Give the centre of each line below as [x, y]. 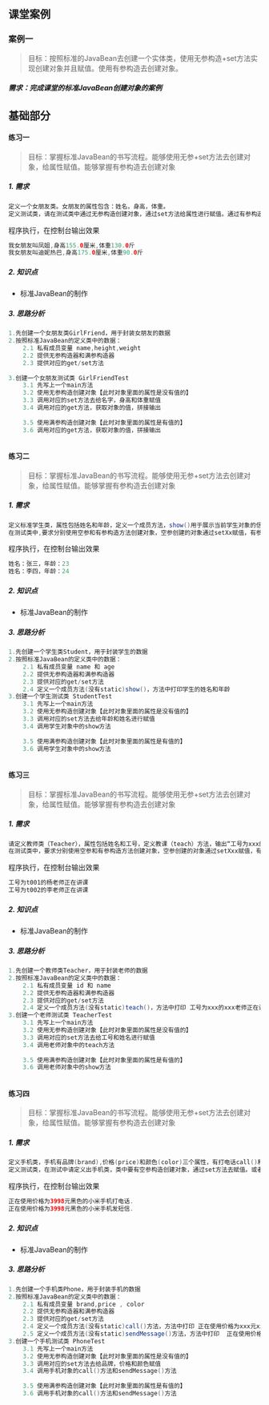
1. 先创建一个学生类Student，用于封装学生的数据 [78, 652]
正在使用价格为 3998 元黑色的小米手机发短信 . [71, 1209]
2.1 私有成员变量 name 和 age [69, 667]
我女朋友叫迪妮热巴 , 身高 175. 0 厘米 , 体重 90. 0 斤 [76, 253]
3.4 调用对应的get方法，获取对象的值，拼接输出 [92, 408]
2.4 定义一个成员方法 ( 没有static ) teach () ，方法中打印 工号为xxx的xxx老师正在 [141, 1008]
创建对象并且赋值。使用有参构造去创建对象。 [108, 68]
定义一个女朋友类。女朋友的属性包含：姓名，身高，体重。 [89, 207]
